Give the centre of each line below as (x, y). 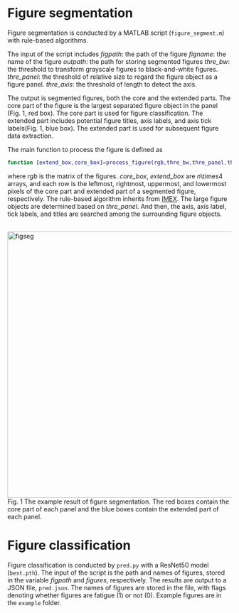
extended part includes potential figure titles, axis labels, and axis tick (110, 120)
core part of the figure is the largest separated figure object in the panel (113, 105)
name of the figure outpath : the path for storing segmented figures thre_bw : (118, 61)
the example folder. (34, 602)
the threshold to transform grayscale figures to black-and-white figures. (113, 69)
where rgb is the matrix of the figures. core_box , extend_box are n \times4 (115, 176)
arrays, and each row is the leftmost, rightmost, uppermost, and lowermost (117, 183)
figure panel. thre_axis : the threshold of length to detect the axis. (102, 84)
